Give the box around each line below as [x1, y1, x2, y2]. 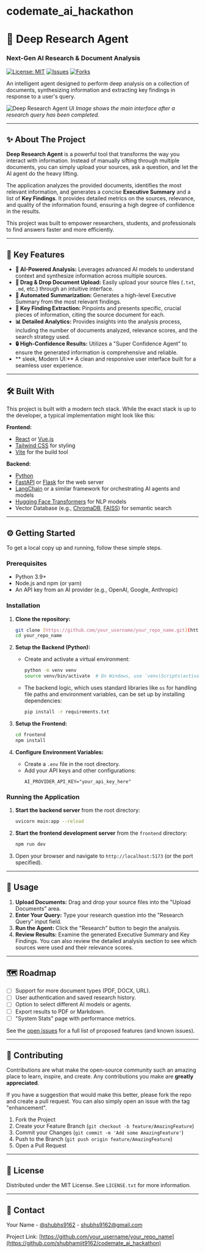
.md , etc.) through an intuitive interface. [15, 285, 114, 292]
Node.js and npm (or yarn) [15, 580, 82, 587]
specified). [15, 859, 43, 866]
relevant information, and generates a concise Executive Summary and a [6, 188, 191, 196]
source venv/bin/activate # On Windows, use [24, 673, 142, 679]
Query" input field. [15, 917, 62, 925]
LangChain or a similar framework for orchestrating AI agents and [15, 485, 180, 493]
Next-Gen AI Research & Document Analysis [6, 54, 140, 62]
